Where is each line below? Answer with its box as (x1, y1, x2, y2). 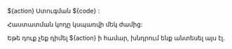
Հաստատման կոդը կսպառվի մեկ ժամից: (7, 20, 143, 28)
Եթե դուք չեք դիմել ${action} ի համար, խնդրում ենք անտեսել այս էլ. (7, 34, 226, 42)
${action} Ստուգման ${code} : (7, 7, 100, 15)
